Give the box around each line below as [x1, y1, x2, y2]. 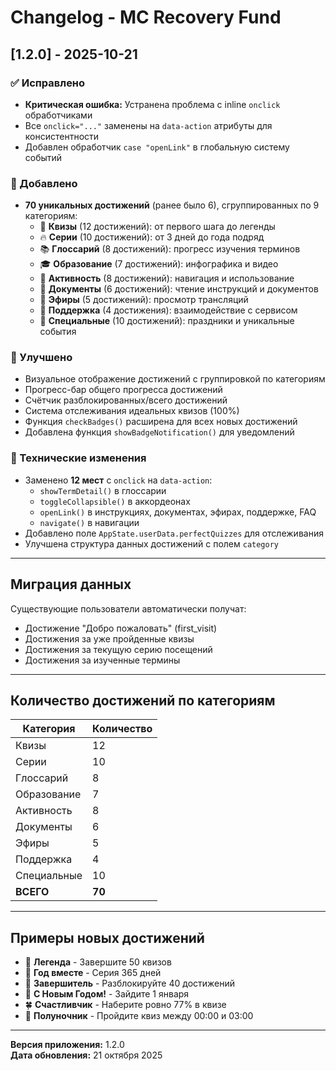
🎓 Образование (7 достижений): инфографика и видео [39, 258, 279, 270]
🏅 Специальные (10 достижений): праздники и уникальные [39, 315, 295, 327]
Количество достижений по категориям [10, 692, 276, 709]
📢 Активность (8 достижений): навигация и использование [39, 272, 295, 285]
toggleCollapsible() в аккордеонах [39, 495, 191, 507]
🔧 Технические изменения [10, 451, 147, 465]
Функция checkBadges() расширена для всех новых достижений [24, 416, 298, 428]
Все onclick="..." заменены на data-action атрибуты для [24, 119, 273, 131]
